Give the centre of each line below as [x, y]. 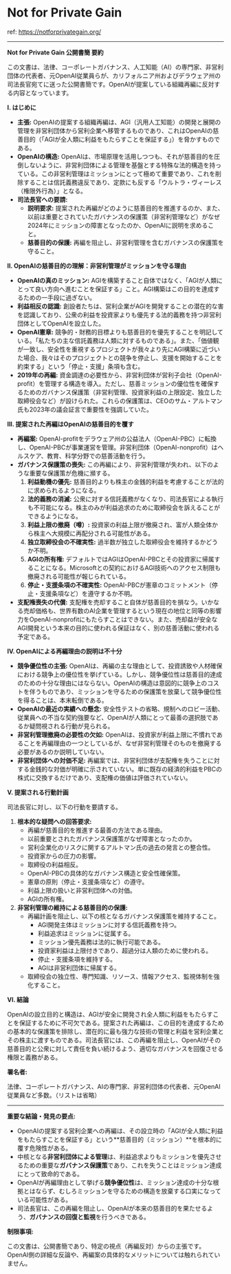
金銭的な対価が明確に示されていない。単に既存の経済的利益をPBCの [125, 769]
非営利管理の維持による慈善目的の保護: [73, 907]
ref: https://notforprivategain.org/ [54, 32]
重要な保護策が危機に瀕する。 [71, 473]
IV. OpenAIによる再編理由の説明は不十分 [65, 651]
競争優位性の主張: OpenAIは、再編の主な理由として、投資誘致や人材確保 [120, 666]
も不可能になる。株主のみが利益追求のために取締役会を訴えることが [124, 507]
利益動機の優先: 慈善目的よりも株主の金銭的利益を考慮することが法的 [125, 481]
